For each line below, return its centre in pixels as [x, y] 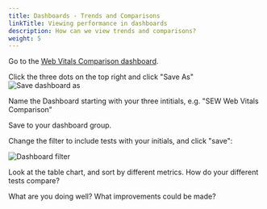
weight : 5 [25, 38]
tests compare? [34, 181]
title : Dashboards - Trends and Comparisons [84, 16]
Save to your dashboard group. [60, 125]
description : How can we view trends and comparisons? [102, 31]
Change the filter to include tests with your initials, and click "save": [121, 141]
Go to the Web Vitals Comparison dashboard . [83, 61]
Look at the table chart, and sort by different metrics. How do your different [133, 172]
